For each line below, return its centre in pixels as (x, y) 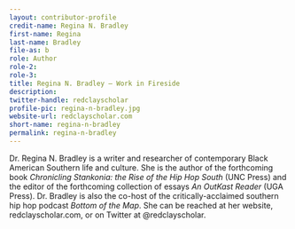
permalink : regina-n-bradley (63, 133)
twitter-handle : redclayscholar (69, 100)
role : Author (33, 59)
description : (33, 91)
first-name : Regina (45, 34)
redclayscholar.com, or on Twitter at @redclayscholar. (108, 215)
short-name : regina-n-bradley (65, 125)
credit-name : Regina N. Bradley (69, 26)
